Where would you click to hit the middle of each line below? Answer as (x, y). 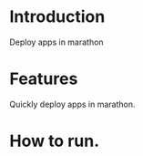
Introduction (57, 17)
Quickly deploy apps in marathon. (72, 104)
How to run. (55, 141)
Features (44, 79)
